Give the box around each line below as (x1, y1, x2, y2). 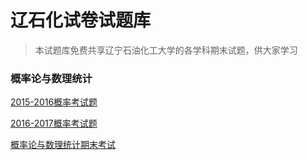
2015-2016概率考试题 (10, 96, 98, 108)
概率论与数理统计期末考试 (10, 139, 116, 151)
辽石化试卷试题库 (10, 9, 152, 32)
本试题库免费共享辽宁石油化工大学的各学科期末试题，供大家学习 (34, 44, 298, 56)
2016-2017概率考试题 (10, 117, 98, 130)
